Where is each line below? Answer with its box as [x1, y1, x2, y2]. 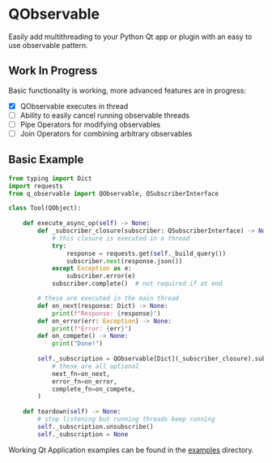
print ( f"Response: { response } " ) [51, 309, 161, 318]
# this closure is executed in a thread [51, 234, 190, 242]
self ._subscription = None [37, 430, 129, 439]
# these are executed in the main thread [37, 294, 180, 303]
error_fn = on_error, [51, 377, 117, 386]
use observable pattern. [8, 40, 89, 50]
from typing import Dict [8, 174, 92, 183]
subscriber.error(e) [66, 272, 136, 280]
